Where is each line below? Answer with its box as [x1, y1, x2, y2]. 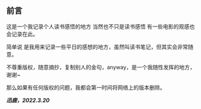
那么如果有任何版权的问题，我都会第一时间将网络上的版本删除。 [6, 84, 165, 91]
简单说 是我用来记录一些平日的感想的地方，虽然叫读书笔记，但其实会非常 [6, 43, 188, 50]
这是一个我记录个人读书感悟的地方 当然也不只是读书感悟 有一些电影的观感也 [6, 23, 195, 30]
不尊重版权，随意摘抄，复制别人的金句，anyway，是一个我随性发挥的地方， [6, 63, 196, 70]
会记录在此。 [6, 30, 38, 37]
